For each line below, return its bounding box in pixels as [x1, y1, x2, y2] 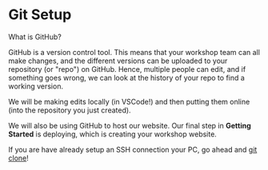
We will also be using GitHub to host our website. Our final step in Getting [8, 121, 252, 130]
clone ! [8, 153, 30, 163]
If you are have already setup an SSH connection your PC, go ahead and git [8, 144, 258, 154]
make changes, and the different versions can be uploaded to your [8, 56, 228, 65]
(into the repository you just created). [8, 105, 131, 115]
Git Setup [8, 6, 72, 24]
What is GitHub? [8, 32, 62, 42]
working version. [8, 81, 64, 91]
